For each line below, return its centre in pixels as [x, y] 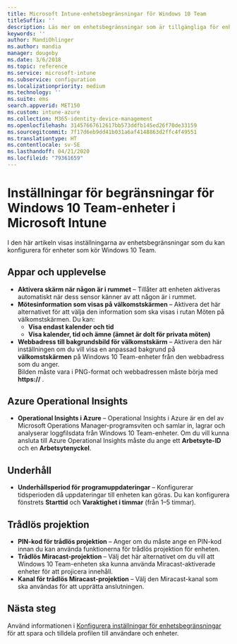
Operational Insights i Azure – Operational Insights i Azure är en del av [121, 418]
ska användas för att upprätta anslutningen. [81, 587]
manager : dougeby [33, 54]
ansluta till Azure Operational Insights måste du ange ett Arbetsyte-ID [119, 441]
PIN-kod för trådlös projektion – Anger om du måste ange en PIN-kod [120, 542]
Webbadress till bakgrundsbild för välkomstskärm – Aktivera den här [120, 341]
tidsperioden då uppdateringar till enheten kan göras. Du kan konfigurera [123, 495]
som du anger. [38, 364]
